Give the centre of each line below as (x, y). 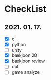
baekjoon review (28, 61)
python (19, 45)
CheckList (25, 9)
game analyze (25, 72)
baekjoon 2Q (24, 55)
